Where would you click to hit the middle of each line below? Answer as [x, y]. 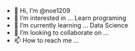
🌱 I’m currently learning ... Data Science [71, 25]
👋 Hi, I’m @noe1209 [42, 11]
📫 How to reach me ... [46, 40]
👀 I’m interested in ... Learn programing [70, 18]
